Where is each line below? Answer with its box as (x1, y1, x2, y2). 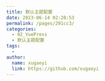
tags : (6, 43, 20, 49)
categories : (6, 26, 36, 32)
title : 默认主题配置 (6, 9, 53, 15)
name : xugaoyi (12, 60, 47, 66)
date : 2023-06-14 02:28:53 (6, 15, 75, 21)
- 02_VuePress (12, 32, 47, 38)
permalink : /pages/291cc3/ (6, 20, 75, 26)
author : (6, 54, 26, 60)
